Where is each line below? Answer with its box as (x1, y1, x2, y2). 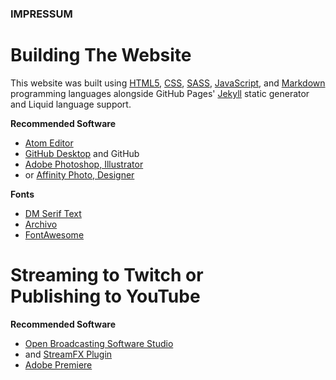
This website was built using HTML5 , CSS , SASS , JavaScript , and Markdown (10, 77, 326, 89)
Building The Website (10, 44, 192, 67)
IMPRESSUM (10, 7, 73, 21)
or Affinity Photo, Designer (24, 168, 135, 181)
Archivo (24, 218, 58, 230)
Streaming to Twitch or (10, 264, 204, 287)
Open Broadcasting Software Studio (24, 337, 174, 349)
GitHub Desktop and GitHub (24, 147, 140, 159)
